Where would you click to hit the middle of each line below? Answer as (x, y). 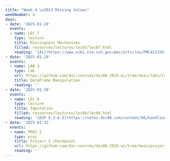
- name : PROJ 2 (26, 132)
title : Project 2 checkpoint (45, 141)
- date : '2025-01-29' (28, 57)
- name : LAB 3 (25, 66)
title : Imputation (34, 109)
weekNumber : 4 (20, 15)
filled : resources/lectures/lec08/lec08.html (63, 113)
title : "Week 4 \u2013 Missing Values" (47, 10)
